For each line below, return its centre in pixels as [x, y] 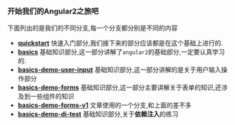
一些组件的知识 [52, 97]
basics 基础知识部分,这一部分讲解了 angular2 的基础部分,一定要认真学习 [121, 52]
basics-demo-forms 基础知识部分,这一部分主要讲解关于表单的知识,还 [120, 87]
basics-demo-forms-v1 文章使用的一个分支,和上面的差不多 [105, 105]
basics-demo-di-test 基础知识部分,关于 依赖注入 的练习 [98, 114]
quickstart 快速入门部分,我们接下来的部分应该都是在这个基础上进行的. [120, 43]
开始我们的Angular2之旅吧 [53, 11]
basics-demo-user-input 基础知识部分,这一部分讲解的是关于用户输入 [120, 70]
